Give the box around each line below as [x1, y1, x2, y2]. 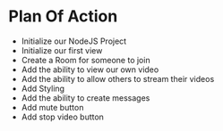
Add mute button [21, 102, 84, 112]
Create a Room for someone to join [21, 54, 150, 65]
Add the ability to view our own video [21, 64, 159, 75]
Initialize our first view [21, 45, 103, 55]
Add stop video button [21, 111, 105, 122]
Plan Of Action [8, 6, 118, 27]
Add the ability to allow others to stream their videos [21, 73, 215, 84]
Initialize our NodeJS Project [21, 36, 127, 46]
